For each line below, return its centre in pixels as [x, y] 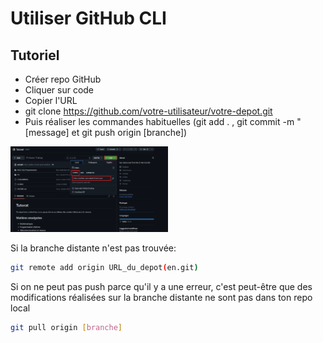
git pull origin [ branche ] [66, 327]
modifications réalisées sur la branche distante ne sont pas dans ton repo [161, 297]
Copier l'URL [51, 100]
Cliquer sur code [59, 90]
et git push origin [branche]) [129, 132]
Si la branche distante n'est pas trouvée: [93, 248]
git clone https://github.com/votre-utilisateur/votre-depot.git [148, 111]
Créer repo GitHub [63, 79]
